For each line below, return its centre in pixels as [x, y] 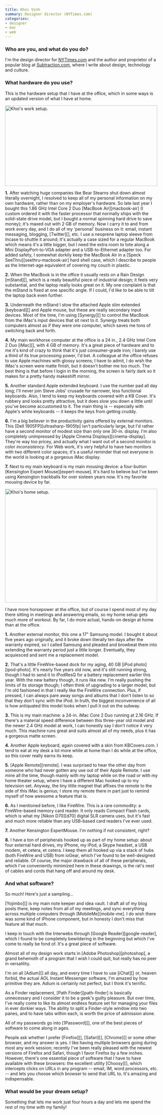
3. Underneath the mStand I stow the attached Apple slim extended [72, 305]
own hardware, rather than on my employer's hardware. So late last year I [79, 203]
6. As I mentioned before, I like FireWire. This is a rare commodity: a [73, 805]
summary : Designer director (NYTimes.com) [49, 14]
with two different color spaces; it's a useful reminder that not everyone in [79, 452]
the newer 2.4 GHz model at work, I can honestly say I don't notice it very [79, 725]
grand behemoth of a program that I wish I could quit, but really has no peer [81, 958]
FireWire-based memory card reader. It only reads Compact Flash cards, [78, 810]
